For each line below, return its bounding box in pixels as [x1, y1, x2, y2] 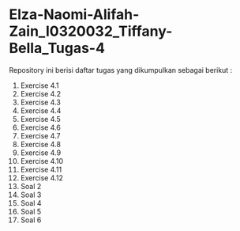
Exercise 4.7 [20, 131, 61, 140]
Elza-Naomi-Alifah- [9, 6, 140, 24]
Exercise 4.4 [20, 105, 62, 116]
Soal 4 [20, 198, 42, 207]
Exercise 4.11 [20, 165, 62, 174]
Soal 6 [20, 215, 42, 225]
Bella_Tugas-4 [9, 40, 106, 57]
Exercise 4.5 [20, 114, 62, 123]
